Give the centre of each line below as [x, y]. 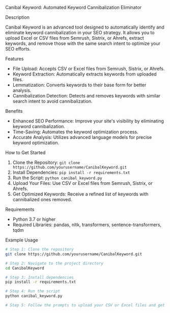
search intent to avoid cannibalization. [52, 101]
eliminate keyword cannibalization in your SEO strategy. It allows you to [80, 32]
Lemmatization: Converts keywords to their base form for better [79, 85]
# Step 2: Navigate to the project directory [54, 263]
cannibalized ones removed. [42, 199]
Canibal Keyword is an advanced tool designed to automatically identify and [85, 27]
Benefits [14, 111]
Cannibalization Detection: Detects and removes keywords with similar [87, 96]
